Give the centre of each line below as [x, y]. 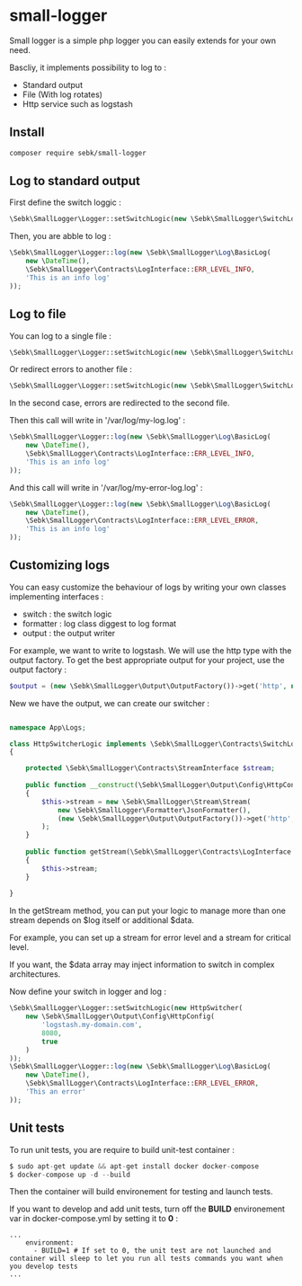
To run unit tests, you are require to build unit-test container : [122, 1149]
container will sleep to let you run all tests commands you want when [146, 1259]
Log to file [38, 314]
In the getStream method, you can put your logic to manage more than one [147, 911]
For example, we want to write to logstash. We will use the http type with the [151, 650]
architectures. [35, 974]
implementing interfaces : [57, 596]
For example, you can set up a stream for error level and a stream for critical [150, 938]
